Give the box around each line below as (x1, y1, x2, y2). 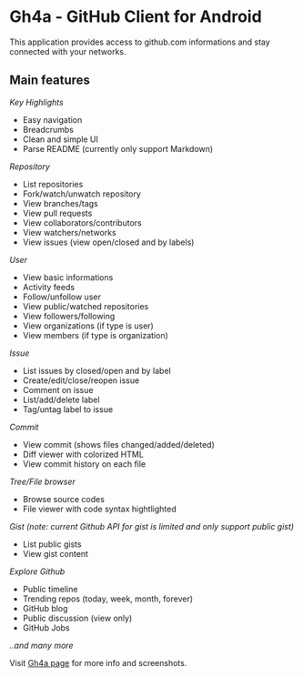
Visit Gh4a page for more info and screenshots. (9, 657, 187, 668)
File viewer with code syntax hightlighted (22, 503, 177, 514)
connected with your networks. (9, 45, 126, 56)
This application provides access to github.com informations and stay (9, 36, 270, 47)
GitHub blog (22, 602, 68, 613)
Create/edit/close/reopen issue (22, 375, 140, 386)
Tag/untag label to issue (22, 403, 114, 415)
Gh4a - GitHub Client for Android (9, 6, 262, 27)
